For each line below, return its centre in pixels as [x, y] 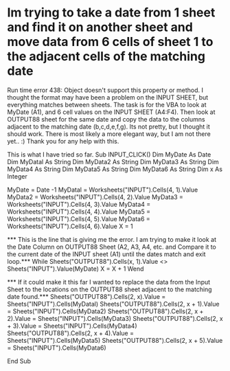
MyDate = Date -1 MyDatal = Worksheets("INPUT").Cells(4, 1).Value [103, 190]
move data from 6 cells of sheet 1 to [110, 42]
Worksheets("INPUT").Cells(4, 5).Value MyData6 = [79, 218]
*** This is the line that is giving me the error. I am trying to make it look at [112, 239]
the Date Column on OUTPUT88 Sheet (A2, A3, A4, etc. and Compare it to [112, 247]
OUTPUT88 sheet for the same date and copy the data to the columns [106, 119]
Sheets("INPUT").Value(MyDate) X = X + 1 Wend [76, 269]
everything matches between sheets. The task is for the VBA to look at [107, 104]
